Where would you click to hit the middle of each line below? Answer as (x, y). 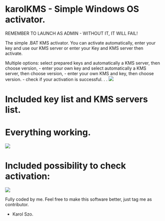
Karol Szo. (23, 214)
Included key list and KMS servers (77, 99)
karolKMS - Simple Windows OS (72, 9)
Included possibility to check (66, 166)
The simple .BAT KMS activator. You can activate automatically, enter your (81, 43)
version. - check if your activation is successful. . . (56, 79)
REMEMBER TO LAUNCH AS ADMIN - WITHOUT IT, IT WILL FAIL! (72, 33)
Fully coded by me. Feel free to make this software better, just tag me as (79, 199)
